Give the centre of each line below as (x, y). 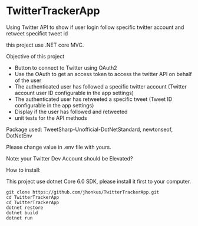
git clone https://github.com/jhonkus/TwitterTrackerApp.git (83, 192)
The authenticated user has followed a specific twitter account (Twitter (100, 86)
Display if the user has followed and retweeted (71, 112)
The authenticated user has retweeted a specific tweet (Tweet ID (93, 99)
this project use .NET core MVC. (45, 45)
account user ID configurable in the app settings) (74, 93)
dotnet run (19, 218)
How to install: (24, 170)
